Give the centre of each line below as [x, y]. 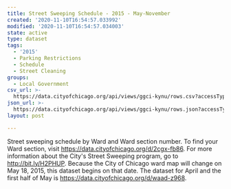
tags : [15, 45]
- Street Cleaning [40, 71]
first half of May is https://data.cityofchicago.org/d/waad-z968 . [97, 178]
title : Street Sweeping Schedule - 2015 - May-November [89, 13]
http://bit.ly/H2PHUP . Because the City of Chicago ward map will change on [114, 163]
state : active [27, 33]
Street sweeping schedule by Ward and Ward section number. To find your [113, 141]
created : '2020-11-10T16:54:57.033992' [64, 20]
